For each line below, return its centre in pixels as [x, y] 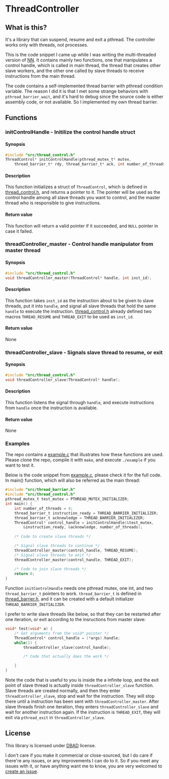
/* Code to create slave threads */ [53, 537]
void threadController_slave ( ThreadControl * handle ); [63, 380]
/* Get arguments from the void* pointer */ [62, 633]
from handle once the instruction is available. [52, 408]
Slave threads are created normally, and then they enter [63, 691]
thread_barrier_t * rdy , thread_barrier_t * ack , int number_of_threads [90, 164]
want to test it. [20, 465]
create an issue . [22, 771]
